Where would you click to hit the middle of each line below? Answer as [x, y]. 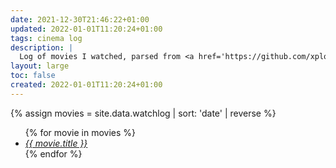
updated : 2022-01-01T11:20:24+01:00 [86, 29]
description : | [42, 47]
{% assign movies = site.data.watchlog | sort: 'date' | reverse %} [143, 113]
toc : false [33, 76]
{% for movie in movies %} [80, 132]
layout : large [40, 66]
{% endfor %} [53, 153]
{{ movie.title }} [56, 143]
